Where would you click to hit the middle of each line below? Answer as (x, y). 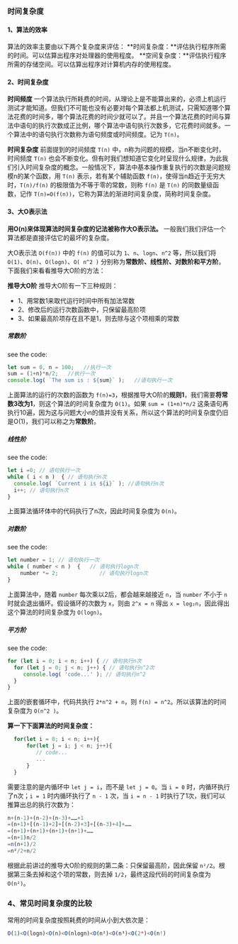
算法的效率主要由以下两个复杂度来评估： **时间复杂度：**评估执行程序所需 (117, 47)
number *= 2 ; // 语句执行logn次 (84, 573)
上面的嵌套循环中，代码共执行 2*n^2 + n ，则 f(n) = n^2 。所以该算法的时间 (117, 702)
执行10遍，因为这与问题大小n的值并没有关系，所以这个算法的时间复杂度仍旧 (118, 412)
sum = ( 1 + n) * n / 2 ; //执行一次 (51, 374)
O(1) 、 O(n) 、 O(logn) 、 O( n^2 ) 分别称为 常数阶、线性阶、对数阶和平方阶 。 (116, 261)
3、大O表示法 (27, 212)
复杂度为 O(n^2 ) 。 (35, 710)
